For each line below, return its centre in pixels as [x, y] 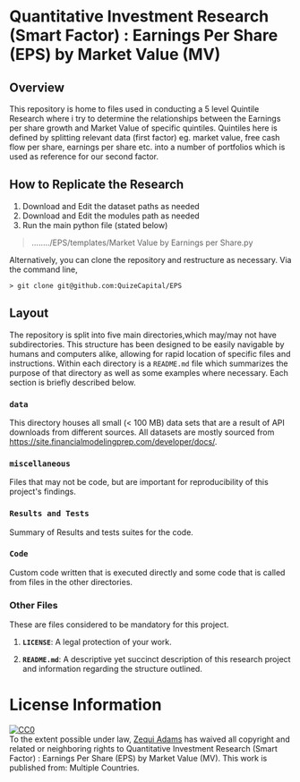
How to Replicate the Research [97, 185]
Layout [29, 314]
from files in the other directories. [71, 582]
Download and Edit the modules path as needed [111, 216]
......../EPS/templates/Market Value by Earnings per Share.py [142, 242]
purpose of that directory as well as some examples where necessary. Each [149, 372]
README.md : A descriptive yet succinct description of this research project [156, 659]
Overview [37, 87]
